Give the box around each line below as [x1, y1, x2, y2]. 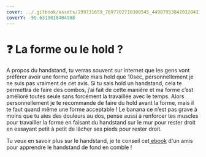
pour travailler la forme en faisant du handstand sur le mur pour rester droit [6, 119, 196, 126]
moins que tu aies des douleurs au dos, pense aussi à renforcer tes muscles [6, 112, 199, 120]
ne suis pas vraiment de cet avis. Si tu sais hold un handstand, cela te [6, 80, 182, 87]
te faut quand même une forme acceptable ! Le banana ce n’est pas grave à [6, 105, 197, 113]
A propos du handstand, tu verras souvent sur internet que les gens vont [6, 67, 190, 74]
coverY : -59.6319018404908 [6, 15, 75, 21]
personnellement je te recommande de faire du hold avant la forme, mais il [6, 99, 194, 107]
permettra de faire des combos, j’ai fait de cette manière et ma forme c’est [6, 86, 194, 94]
